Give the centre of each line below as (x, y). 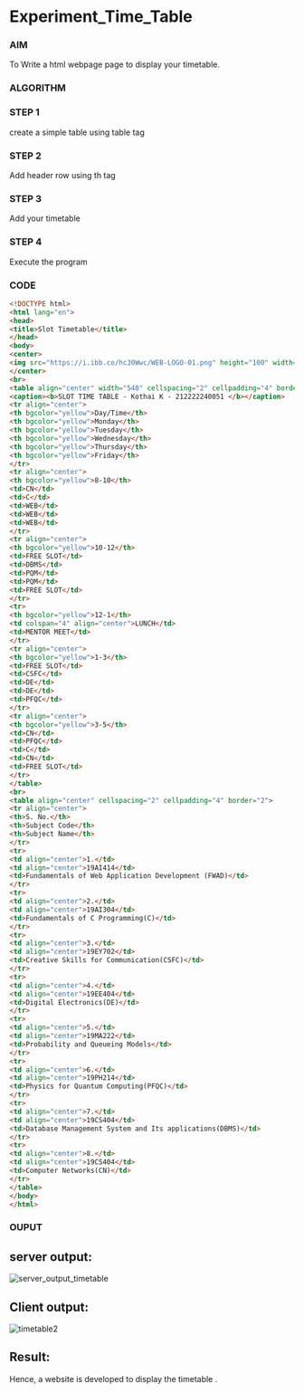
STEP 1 (24, 112)
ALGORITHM (38, 88)
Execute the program (48, 262)
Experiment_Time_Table (101, 17)
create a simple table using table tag (77, 132)
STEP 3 (26, 198)
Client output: (49, 1307)
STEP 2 (26, 156)
